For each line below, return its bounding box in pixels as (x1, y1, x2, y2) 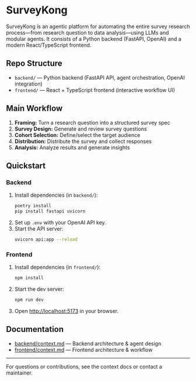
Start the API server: (14, 225, 64, 232)
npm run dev (14, 297, 44, 303)
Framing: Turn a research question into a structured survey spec (14, 119, 170, 126)
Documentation (6, 324, 64, 334)
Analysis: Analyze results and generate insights (14, 144, 130, 151)
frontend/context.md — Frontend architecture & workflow (14, 346, 153, 353)
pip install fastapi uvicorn (14, 208, 86, 214)
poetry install (14, 203, 52, 209)
